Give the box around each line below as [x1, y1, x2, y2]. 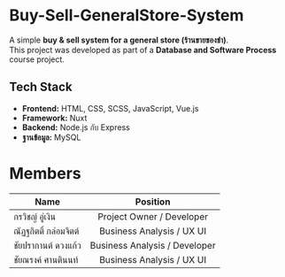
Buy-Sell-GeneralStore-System [9, 5, 244, 26]
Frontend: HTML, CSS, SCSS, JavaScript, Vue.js [21, 103, 199, 113]
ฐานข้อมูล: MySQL [21, 132, 81, 142]
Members [9, 163, 81, 183]
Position [135, 196, 171, 208]
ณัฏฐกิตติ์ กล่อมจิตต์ [13, 225, 80, 237]
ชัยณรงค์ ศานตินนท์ [13, 253, 79, 265]
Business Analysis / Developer [89, 239, 216, 251]
